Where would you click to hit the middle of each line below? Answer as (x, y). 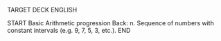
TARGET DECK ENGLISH (42, 10)
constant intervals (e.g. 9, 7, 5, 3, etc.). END (69, 30)
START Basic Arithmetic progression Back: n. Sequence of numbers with (111, 23)
